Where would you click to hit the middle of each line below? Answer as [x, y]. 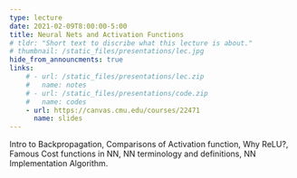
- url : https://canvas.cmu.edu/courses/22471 [113, 110]
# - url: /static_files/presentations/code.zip [117, 93]
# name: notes [57, 85]
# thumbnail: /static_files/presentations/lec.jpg [107, 52]
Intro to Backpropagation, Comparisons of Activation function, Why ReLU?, [149, 145]
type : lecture [36, 18]
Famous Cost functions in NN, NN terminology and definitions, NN [133, 154]
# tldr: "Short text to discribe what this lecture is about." [131, 43]
